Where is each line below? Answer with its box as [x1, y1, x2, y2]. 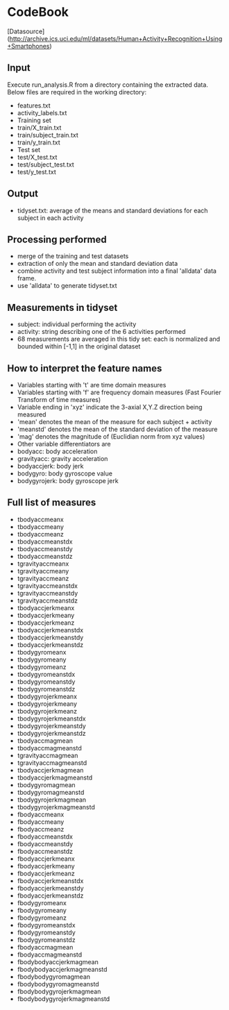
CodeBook [7, 4, 69, 20]
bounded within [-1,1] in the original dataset [17, 342, 141, 351]
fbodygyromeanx [17, 898, 67, 907]
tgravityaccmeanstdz [17, 596, 78, 605]
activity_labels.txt [17, 108, 67, 117]
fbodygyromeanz [17, 914, 67, 922]
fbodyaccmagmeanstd [17, 950, 83, 959]
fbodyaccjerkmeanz [17, 869, 75, 877]
